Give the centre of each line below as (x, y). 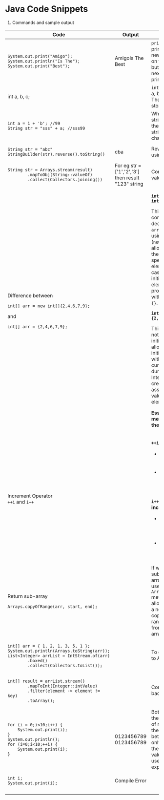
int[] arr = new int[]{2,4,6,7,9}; (49, 306)
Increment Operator (30, 496)
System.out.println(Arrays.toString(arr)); (59, 651)
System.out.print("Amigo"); (40, 56)
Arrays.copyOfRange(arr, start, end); (52, 607)
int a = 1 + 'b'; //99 (34, 123)
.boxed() (38, 661)
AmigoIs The (129, 58)
